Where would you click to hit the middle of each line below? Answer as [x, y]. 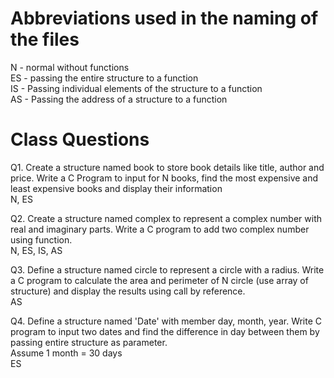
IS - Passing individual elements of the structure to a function [136, 88]
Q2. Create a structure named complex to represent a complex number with [166, 218]
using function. [41, 239]
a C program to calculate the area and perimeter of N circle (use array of [159, 280]
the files [45, 39]
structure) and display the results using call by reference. [128, 291]
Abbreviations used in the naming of [164, 18]
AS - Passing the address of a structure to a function [119, 99]
